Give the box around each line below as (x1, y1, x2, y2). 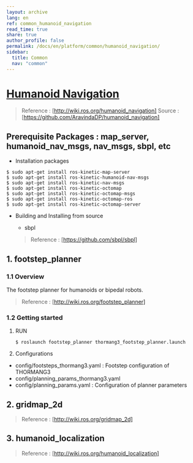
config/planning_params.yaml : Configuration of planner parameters (15, 381, 187, 389)
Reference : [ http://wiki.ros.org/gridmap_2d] (21, 416, 133, 423)
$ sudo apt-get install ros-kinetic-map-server (6, 169, 131, 176)
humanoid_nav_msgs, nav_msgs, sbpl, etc (6, 141, 171, 151)
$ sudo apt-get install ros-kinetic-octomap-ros (6, 196, 133, 203)
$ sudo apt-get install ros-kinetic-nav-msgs (6, 180, 124, 186)
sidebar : (6, 49, 29, 55)
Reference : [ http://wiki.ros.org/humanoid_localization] (21, 449, 159, 457)
